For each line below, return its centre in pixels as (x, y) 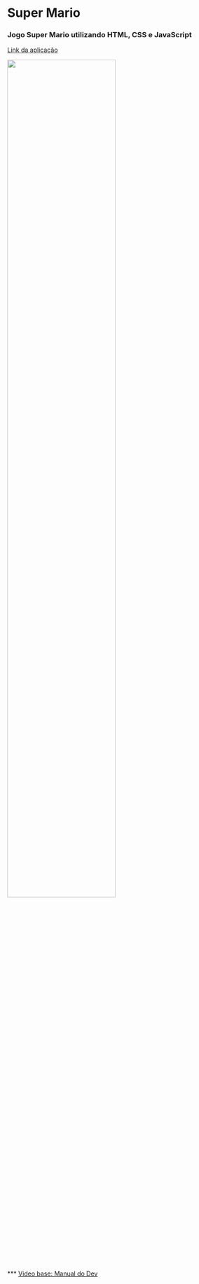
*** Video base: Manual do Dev (53, 1273)
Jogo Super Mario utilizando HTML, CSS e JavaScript (100, 35)
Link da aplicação (33, 50)
